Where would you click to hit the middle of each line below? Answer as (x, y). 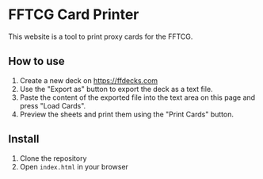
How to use (36, 61)
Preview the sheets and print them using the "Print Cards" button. (126, 114)
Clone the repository (53, 158)
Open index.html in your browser (74, 166)
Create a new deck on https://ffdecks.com (89, 80)
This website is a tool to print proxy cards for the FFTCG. (101, 36)
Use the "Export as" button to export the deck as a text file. (116, 89)
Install (24, 139)
